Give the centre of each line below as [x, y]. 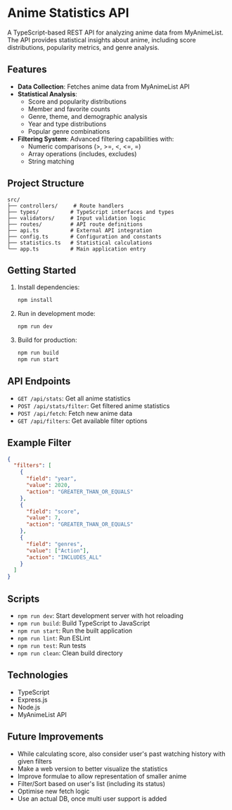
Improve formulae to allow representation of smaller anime [102, 776]
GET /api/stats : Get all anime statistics [74, 398]
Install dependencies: [49, 287]
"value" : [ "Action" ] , [58, 550]
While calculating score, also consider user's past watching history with [121, 754]
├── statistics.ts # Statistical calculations [80, 243]
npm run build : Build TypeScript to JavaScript [84, 623]
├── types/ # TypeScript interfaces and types [91, 212]
